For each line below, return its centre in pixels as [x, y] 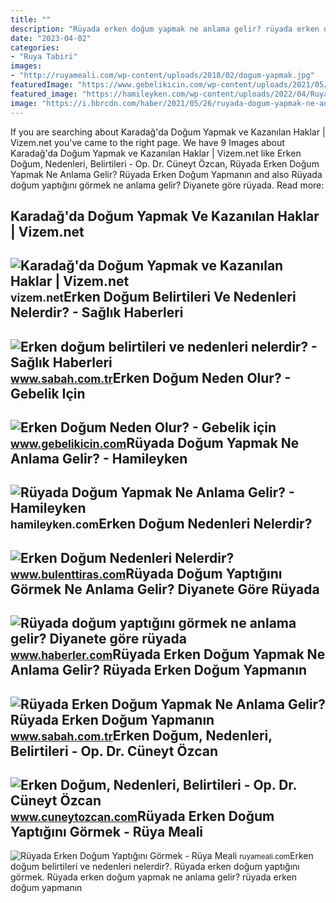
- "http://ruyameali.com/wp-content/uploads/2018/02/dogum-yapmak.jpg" [162, 76]
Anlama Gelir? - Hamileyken [99, 459]
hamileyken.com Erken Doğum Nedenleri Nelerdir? [161, 524]
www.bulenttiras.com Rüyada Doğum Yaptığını [146, 573]
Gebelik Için [48, 393]
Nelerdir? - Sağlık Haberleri [97, 312]
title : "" [31, 19]
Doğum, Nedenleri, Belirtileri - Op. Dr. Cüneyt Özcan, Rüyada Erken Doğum [165, 163]
